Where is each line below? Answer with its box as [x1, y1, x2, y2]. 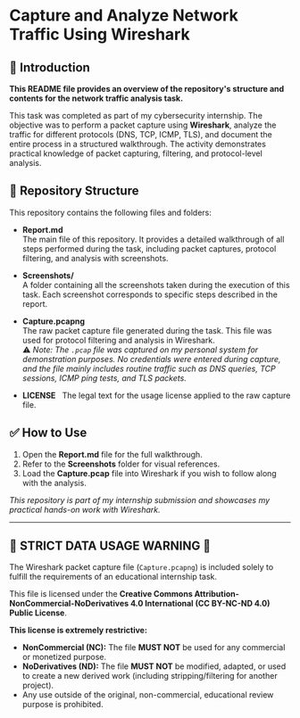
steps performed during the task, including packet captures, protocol [21, 243, 277, 254]
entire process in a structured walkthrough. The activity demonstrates [9, 139, 266, 149]
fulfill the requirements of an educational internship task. [9, 572, 217, 582]
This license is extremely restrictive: [9, 625, 147, 636]
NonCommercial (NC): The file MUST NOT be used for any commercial [21, 642, 286, 653]
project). [21, 680, 54, 691]
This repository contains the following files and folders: [9, 207, 212, 218]
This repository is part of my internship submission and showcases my [9, 494, 271, 505]
